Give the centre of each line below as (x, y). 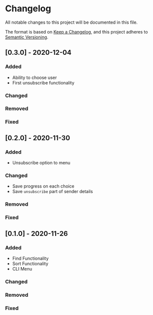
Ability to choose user (35, 78)
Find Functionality (30, 258)
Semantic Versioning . (27, 37)
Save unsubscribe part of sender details (53, 192)
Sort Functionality (30, 263)
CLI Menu (22, 269)
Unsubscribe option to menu (41, 163)
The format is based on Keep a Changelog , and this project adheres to (76, 32)
